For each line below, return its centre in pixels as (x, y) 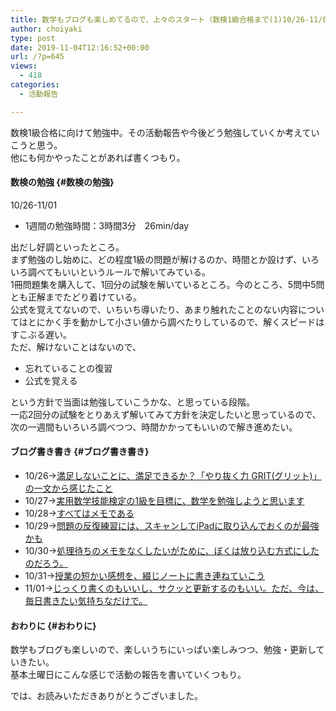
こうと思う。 (36, 145)
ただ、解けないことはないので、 (76, 347)
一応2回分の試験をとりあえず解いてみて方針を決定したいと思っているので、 (166, 414)
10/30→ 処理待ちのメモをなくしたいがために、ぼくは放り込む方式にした (172, 551)
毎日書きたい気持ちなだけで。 (86, 601)
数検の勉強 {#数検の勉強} (62, 182)
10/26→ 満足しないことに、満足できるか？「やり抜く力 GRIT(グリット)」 (173, 476)
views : (24, 66)
